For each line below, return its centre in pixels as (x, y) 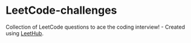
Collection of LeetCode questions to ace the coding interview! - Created (95, 27)
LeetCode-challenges (61, 10)
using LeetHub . (24, 33)
